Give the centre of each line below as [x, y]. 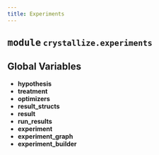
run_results [35, 121]
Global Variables [44, 67]
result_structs [39, 106]
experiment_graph [45, 136]
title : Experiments [36, 14]
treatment [33, 91]
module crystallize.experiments [80, 43]
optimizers [34, 98]
